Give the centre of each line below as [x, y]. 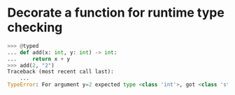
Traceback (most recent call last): [60, 72]
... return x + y [39, 59]
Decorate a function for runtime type [116, 13]
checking [35, 27]
